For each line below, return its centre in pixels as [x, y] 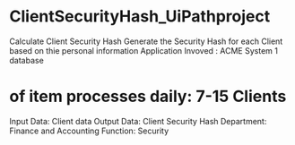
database [27, 60]
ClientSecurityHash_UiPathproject [140, 17]
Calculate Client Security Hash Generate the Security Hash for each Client [146, 41]
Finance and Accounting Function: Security [89, 131]
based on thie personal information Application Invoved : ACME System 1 [143, 50]
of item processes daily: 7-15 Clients [148, 97]
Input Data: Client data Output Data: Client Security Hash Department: [138, 121]
